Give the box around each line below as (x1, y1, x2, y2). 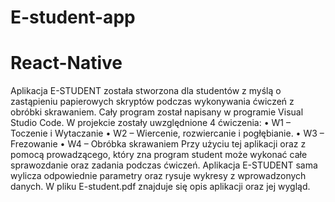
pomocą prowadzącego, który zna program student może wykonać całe (10, 149, 308, 161)
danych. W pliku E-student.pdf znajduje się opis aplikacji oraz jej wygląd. (10, 181, 311, 193)
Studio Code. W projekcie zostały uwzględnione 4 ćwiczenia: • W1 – (10, 117, 291, 129)
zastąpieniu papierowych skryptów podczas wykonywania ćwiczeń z (10, 96, 295, 108)
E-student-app (10, 6, 136, 29)
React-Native (10, 52, 123, 75)
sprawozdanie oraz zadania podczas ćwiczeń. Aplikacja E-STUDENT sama (10, 159, 318, 171)
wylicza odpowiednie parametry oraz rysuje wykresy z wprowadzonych (10, 170, 307, 182)
